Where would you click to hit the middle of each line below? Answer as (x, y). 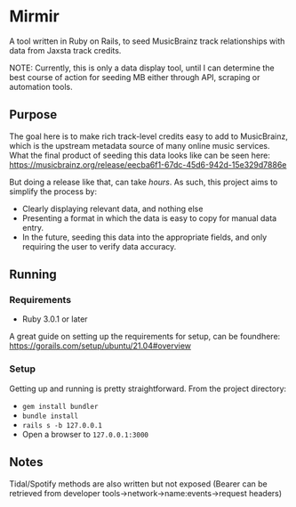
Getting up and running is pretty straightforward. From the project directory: (148, 388)
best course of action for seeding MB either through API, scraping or (135, 77)
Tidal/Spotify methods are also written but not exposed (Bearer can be (139, 484)
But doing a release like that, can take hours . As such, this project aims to (144, 182)
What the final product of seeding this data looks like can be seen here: (140, 155)
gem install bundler (60, 406)
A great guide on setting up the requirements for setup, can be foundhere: (145, 337)
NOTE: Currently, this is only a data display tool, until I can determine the (142, 68)
